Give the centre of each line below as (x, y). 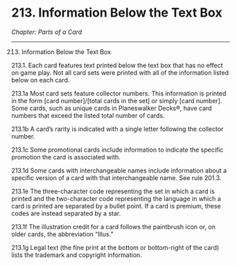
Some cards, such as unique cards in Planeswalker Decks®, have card (112, 108)
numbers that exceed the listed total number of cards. (88, 115)
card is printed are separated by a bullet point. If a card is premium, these (116, 206)
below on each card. (41, 80)
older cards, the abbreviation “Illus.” (62, 234)
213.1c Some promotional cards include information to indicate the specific (117, 150)
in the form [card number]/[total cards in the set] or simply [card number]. (117, 100)
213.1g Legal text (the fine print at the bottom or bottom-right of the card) (115, 247)
